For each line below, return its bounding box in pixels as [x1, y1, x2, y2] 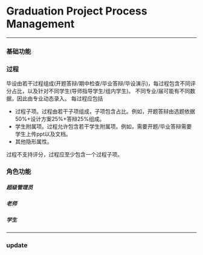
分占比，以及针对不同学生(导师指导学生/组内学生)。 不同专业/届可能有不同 [6, 88, 190, 95]
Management [6, 17, 75, 31]
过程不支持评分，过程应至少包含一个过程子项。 [6, 151, 123, 158]
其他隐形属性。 [14, 138, 53, 146]
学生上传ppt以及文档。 [14, 131, 71, 138]
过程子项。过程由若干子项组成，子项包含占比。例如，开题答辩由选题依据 [14, 108, 195, 115]
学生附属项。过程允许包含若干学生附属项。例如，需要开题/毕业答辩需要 [14, 123, 192, 131]
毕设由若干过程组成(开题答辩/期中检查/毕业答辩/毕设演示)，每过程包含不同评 [6, 80, 196, 87]
